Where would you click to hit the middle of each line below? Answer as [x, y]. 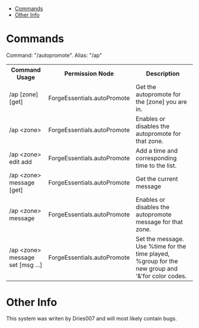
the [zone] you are [161, 101]
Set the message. [160, 238]
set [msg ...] [26, 265]
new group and [156, 268]
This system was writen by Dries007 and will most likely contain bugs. [92, 319]
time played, [153, 253]
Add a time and [157, 151]
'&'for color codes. [161, 276]
